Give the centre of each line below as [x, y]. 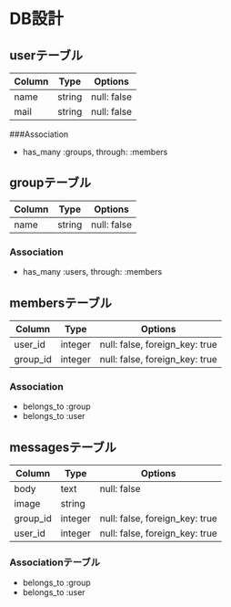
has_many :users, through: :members [92, 272]
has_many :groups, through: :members [95, 152]
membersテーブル [60, 303]
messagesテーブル [63, 447]
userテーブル [46, 55]
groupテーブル [50, 183]
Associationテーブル [55, 562]
